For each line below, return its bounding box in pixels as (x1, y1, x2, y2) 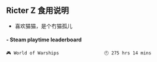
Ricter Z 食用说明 (6, 5, 70, 16)
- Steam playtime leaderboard (6, 36, 82, 43)
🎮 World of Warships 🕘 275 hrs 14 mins (6, 50, 152, 56)
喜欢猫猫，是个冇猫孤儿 (14, 22, 73, 30)
